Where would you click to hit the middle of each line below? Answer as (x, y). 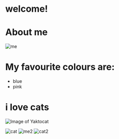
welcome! (27, 9)
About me (27, 32)
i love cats (27, 107)
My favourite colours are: (60, 67)
